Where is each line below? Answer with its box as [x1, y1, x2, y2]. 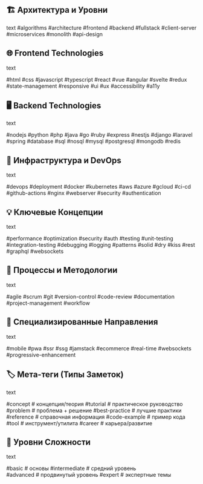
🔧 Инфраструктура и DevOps [6, 155, 122, 165]
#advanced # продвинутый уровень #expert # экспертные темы [6, 471, 171, 479]
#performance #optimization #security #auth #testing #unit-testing [6, 235, 173, 242]
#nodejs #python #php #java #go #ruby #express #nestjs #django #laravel [6, 131, 193, 139]
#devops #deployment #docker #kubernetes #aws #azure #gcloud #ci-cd [6, 183, 192, 191]
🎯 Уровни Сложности [6, 437, 91, 447]
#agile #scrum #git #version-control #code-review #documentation [6, 293, 175, 300]
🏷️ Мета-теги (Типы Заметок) [6, 370, 124, 380]
